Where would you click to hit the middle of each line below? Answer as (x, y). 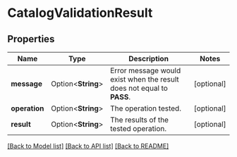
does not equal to (139, 88)
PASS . (121, 97)
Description (148, 59)
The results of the (140, 120)
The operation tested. (146, 108)
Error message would (146, 70)
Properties (31, 39)
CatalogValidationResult (80, 13)
